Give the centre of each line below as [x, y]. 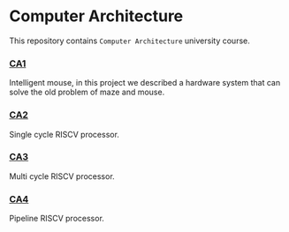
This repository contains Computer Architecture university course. [129, 41]
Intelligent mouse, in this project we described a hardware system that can [145, 83]
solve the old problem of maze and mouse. [87, 92]
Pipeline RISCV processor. [57, 219]
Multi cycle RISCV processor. [62, 176]
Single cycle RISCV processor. [64, 134]
